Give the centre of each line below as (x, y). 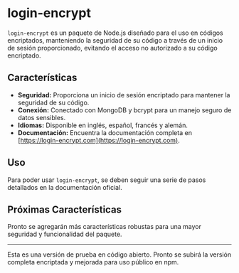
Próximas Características (65, 209)
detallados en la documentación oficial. (65, 187)
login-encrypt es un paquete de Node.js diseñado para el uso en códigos (115, 33)
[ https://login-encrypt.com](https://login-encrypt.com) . (99, 140)
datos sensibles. (42, 117)
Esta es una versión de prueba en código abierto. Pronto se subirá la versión (119, 255)
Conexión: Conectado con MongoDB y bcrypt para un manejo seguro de (124, 110)
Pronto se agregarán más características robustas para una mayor (104, 227)
